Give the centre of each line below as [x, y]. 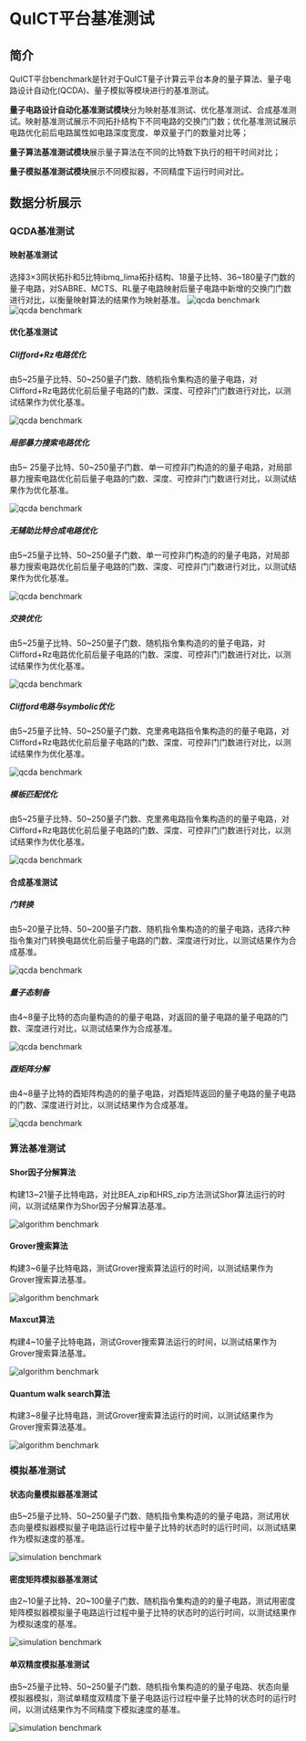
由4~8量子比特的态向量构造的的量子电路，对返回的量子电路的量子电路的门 [149, 1017]
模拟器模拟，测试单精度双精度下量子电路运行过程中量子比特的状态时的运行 [149, 1698]
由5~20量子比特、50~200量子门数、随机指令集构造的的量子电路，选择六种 [150, 929]
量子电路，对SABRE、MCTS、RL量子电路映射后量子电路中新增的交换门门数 [151, 288]
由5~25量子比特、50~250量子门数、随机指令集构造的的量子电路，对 [138, 643]
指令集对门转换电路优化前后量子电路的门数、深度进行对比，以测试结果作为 [149, 941]
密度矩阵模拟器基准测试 [53, 1579]
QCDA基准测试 [42, 231]
